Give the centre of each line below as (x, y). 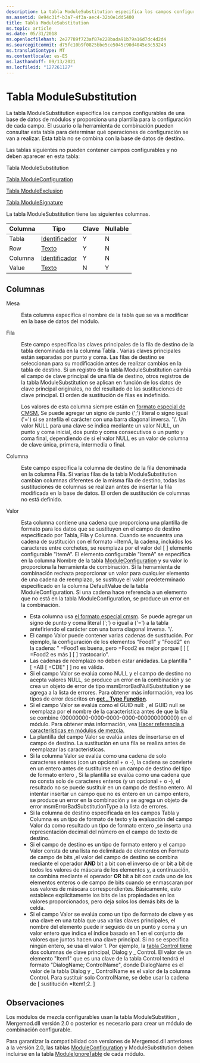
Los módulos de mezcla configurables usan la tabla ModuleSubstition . (93, 1016)
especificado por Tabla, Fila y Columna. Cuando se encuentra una (102, 535)
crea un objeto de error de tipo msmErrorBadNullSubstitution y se (110, 686)
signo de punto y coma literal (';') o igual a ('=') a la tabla (99, 623)
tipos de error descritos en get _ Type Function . (88, 699)
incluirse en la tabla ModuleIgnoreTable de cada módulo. (76, 1053)
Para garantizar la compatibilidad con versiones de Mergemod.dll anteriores (99, 1041)
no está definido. (42, 500)
